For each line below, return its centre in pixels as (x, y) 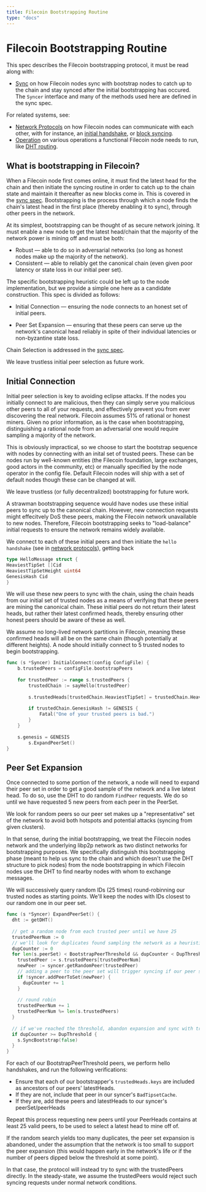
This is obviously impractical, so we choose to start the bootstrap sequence (102, 447)
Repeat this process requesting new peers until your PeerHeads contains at (102, 1119)
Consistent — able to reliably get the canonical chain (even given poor (104, 263)
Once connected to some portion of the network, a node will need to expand (103, 782)
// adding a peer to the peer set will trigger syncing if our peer (107, 971)
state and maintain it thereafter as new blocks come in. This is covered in (99, 194)
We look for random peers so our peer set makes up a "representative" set (101, 814)
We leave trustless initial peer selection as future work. (76, 362)
